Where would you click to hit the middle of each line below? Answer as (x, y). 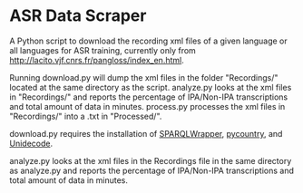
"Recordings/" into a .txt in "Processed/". (86, 116)
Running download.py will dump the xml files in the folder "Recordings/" (144, 77)
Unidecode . (31, 143)
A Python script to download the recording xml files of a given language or (148, 41)
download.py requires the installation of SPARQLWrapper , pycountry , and (146, 133)
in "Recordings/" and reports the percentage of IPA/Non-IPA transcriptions (149, 97)
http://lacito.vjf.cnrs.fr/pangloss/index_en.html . (97, 60)
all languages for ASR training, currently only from (103, 50)
